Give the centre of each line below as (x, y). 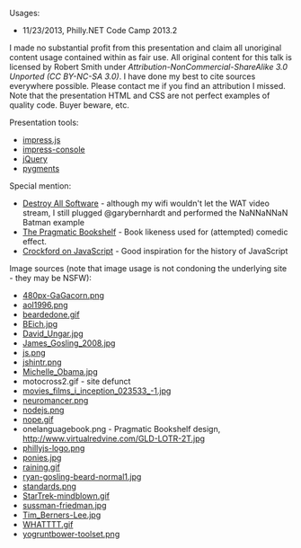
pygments (41, 168)
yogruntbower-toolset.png (71, 534)
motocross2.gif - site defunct (76, 381)
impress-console (53, 149)
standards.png (49, 486)
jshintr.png (42, 362)
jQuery (35, 159)
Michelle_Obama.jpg (60, 371)
